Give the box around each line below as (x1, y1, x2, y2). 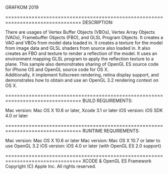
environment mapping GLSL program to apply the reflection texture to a (5, 56, 154, 62)
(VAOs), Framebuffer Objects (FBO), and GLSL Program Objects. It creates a (5, 35, 163, 40)
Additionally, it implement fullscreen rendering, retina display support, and (5, 72, 159, 77)
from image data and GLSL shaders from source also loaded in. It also (5, 45, 150, 51)
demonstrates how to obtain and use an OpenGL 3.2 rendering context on (5, 77, 159, 83)
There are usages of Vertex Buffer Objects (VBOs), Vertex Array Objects (5, 29, 155, 35)
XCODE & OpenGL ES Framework (82, 158, 152, 164)
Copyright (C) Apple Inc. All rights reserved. (5, 163, 97, 169)
